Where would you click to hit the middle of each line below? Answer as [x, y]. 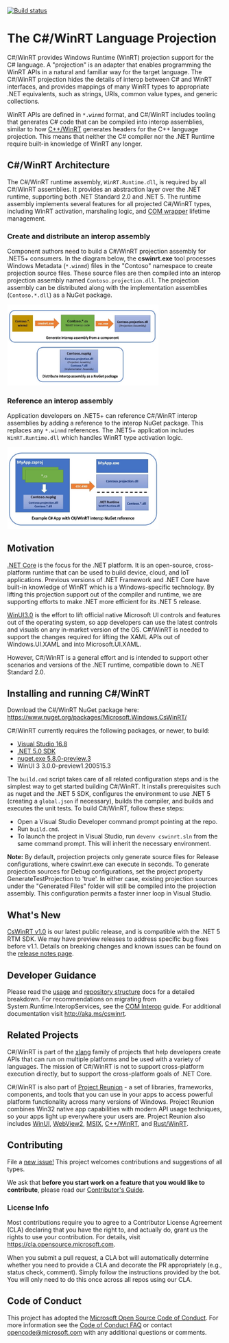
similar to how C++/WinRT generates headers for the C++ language [103, 129]
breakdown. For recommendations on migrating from [82, 999]
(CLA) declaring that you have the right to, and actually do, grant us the [108, 1230]
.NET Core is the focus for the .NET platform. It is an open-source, [100, 565]
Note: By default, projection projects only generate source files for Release [113, 857]
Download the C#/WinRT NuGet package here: [73, 710]
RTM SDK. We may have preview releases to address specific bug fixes [108, 939]
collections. [23, 101]
